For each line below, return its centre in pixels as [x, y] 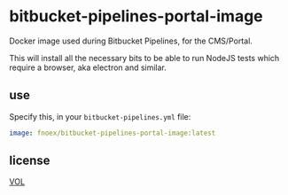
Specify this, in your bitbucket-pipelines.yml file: [100, 116]
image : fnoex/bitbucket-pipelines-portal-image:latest [113, 133]
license [30, 161]
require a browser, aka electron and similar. [88, 67]
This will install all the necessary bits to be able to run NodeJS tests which [144, 58]
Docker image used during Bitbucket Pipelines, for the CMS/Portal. [131, 41]
